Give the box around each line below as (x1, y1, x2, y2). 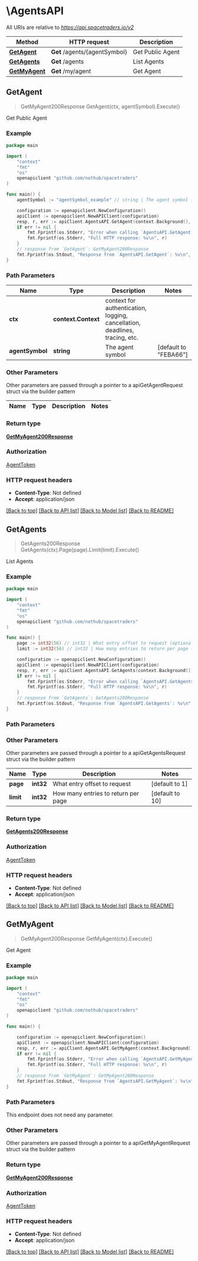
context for (105, 296, 136, 304)
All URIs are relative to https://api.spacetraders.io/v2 (6, 24, 134, 31)
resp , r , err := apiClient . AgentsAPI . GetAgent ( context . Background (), (16, 218, 192, 224)
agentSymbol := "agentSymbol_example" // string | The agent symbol (16, 197, 189, 203)
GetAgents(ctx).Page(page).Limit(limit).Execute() (20, 546, 140, 553)
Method (15, 37, 39, 46)
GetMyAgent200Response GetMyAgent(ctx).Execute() (20, 935, 153, 942)
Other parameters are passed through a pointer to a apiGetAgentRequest (6, 382, 183, 389)
